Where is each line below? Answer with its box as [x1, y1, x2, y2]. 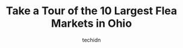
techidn [82, 36, 101, 43]
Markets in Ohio [51, 17, 132, 30]
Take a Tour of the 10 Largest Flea [5, 4, 178, 18]
